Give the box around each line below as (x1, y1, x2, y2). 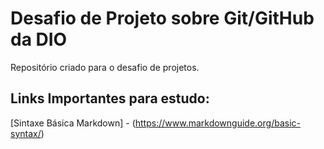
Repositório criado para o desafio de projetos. (10, 61, 200, 73)
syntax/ (10, 127, 42, 139)
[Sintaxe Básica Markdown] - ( (10, 117, 136, 129)
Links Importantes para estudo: (10, 90, 210, 107)
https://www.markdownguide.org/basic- (134, 117, 301, 129)
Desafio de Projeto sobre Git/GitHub (10, 7, 315, 30)
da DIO (10, 28, 68, 51)
